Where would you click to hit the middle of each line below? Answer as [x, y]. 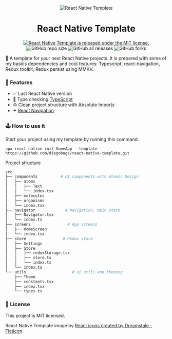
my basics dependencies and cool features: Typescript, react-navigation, [83, 64]
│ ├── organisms [25, 201]
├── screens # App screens [51, 225]
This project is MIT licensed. [35, 315]
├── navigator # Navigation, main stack [63, 210]
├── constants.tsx [34, 282]
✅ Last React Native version [42, 94]
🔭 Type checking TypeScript [43, 99]
